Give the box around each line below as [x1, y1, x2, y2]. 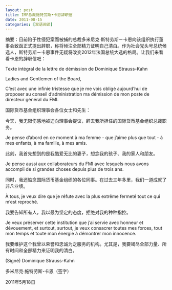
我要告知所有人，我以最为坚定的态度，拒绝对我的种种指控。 [5, 209, 131, 215]
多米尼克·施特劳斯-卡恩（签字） [5, 268, 72, 274]
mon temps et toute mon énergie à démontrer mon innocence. [5, 231, 137, 237]
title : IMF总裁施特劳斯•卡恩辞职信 [5, 12, 73, 17]
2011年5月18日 [5, 279, 36, 285]
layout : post [5, 7, 33, 13]
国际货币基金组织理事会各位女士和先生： [5, 107, 91, 113]
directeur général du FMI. [5, 97, 59, 103]
